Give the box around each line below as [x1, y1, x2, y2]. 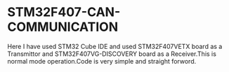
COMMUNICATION [7, 19, 118, 35]
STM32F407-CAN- [7, 4, 121, 20]
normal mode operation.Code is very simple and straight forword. [7, 57, 197, 65]
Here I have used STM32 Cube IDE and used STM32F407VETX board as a [7, 42, 223, 50]
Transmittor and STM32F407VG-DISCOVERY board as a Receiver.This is [7, 50, 216, 58]
